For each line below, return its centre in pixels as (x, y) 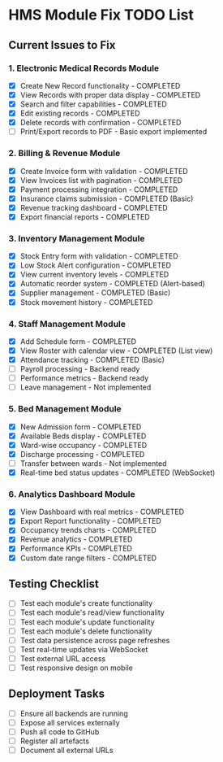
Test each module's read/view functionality (92, 612)
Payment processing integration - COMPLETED (99, 189)
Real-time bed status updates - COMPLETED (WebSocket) (118, 472)
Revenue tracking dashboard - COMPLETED (94, 207)
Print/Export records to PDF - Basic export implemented (114, 132)
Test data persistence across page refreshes (95, 640)
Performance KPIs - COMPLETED (76, 549)
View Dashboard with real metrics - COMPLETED (102, 512)
